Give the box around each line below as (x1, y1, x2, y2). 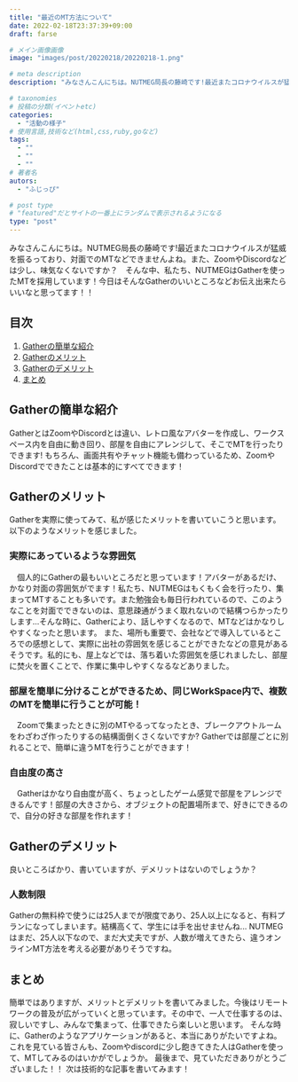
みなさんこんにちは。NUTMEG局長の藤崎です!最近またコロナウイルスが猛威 (9, 243, 286, 253)
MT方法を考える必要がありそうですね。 (32, 944, 177, 954)
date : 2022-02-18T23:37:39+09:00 (9, 21, 133, 30)
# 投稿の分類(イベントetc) (9, 102, 98, 111)
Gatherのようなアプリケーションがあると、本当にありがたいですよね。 (24, 1031, 282, 1041)
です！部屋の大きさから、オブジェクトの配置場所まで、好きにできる (32, 799, 281, 810)
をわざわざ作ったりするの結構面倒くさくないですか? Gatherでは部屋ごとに (9, 731, 281, 741)
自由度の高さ (9, 766, 65, 779)
